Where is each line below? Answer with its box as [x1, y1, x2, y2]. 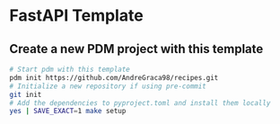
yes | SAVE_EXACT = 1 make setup [9, 107, 127, 116]
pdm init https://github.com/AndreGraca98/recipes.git [9, 73, 219, 82]
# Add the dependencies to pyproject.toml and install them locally [9, 98, 271, 108]
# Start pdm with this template [9, 65, 130, 74]
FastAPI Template [9, 5, 144, 26]
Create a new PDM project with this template [9, 41, 264, 57]
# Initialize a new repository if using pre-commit [9, 82, 206, 91]
